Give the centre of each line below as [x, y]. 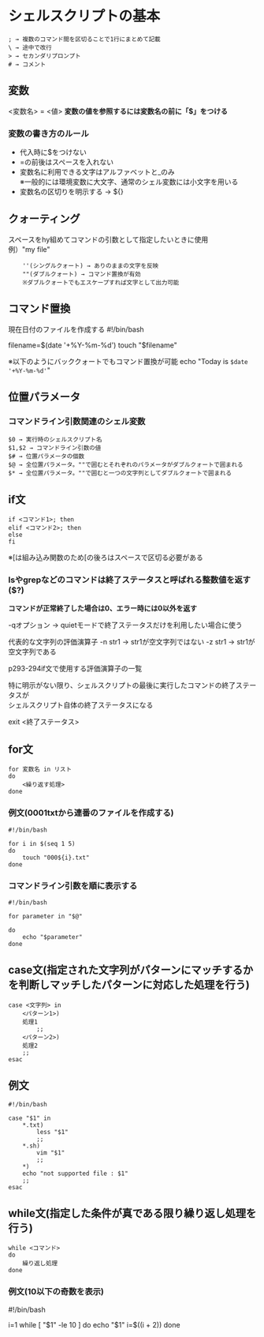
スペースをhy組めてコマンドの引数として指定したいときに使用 [108, 239]
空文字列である [32, 652]
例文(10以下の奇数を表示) [56, 1292]
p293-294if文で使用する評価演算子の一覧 [75, 669]
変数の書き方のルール [48, 133]
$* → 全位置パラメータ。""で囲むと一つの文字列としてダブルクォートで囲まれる [120, 473]
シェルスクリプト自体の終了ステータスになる [81, 705]
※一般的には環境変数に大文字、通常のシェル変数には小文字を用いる [129, 182]
